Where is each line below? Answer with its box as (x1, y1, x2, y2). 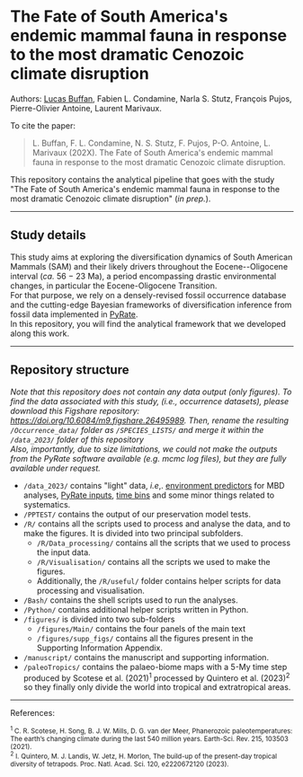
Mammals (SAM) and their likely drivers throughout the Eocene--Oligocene (10, 260, 289, 271)
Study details (10, 227, 86, 243)
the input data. (36, 546, 91, 558)
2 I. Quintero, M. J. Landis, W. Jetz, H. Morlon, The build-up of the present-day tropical (10, 750, 278, 761)
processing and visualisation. (36, 585, 145, 596)
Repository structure (10, 362, 129, 378)
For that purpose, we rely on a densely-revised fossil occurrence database (10, 289, 287, 300)
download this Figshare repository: (10, 405, 140, 416)
